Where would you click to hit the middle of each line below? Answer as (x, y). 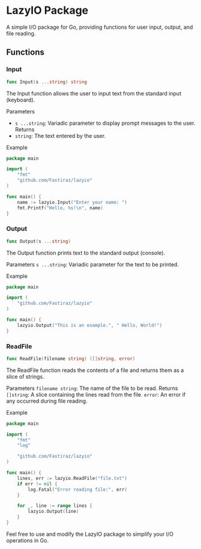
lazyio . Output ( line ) (53, 511)
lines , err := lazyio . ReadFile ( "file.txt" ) (72, 478)
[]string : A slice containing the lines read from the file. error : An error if (96, 394)
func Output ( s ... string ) (38, 241)
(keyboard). (21, 100)
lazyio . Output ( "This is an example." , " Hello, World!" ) (90, 325)
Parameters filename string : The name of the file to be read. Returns (92, 388)
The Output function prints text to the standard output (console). (86, 253)
